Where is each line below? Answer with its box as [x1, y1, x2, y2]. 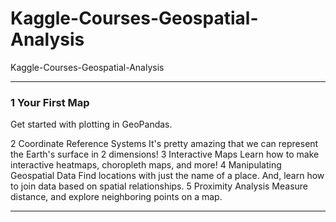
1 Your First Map [10, 95, 90, 109]
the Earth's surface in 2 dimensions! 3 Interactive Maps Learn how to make [10, 148, 320, 161]
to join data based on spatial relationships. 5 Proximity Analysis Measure [10, 180, 309, 192]
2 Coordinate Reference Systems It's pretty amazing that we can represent [10, 138, 319, 150]
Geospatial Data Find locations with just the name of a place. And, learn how [10, 170, 325, 182]
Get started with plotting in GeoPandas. [10, 118, 173, 131]
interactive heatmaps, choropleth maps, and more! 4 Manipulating [10, 159, 282, 171]
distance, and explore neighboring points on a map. [10, 191, 223, 203]
